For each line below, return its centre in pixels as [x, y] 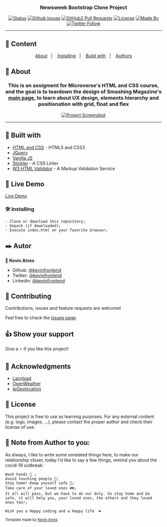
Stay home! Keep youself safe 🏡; [40, 483]
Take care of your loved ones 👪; [41, 488]
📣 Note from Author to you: [48, 443]
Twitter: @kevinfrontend [37, 275]
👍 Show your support [40, 334]
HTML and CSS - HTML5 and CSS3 [49, 147]
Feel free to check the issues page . [41, 318]
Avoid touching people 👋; [32, 479]
